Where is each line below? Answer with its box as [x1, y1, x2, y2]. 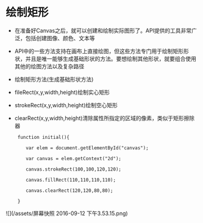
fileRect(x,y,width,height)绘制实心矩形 [14, 88, 110, 96]
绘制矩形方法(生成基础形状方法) [14, 76, 94, 83]
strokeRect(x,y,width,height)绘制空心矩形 [14, 101, 118, 108]
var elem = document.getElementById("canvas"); [26, 144, 149, 151]
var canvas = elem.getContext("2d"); [26, 155, 121, 161]
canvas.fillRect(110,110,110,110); [26, 177, 116, 183]
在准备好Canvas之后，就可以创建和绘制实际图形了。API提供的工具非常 [14, 27, 192, 34]
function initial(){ [17, 134, 69, 140]
